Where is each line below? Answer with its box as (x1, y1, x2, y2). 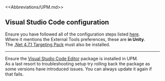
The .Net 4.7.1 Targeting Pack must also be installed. (5, 41, 110, 47)
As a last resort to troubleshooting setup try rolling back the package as (5, 61, 150, 66)
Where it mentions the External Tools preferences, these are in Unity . (5, 36, 145, 42)
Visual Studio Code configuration (5, 18, 110, 26)
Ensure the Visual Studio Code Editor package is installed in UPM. (5, 56, 138, 61)
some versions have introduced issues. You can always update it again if (5, 66, 152, 72)
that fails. (5, 71, 24, 77)
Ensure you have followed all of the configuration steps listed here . (5, 31, 140, 37)
